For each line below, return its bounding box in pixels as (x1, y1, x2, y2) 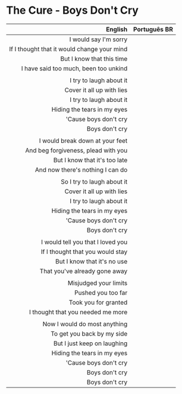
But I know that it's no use (55, 257, 128, 265)
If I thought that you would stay (40, 247, 128, 256)
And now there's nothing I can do (34, 165, 128, 173)
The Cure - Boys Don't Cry (6, 4, 139, 17)
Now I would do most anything (42, 319, 128, 328)
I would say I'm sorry (69, 35, 128, 44)
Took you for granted (68, 298, 128, 306)
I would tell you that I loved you (41, 238, 128, 246)
